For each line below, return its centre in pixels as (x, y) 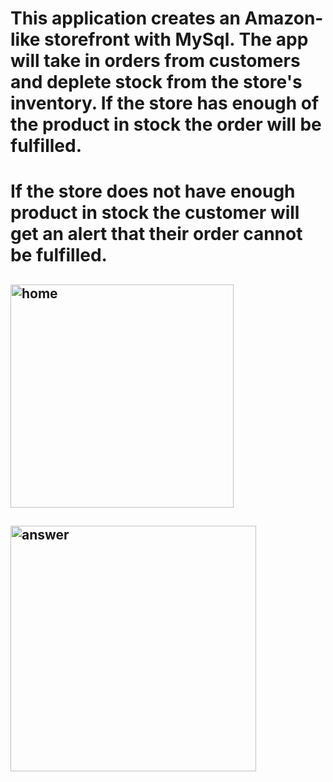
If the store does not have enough (153, 191)
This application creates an (125, 18)
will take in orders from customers (155, 61)
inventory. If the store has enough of (165, 103)
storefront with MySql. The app (176, 39)
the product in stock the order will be (166, 124)
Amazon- (284, 18)
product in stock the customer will (155, 213)
